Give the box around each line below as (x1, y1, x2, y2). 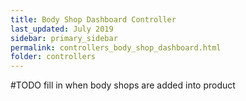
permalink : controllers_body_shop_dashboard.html (10, 42, 222, 53)
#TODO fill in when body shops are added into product (10, 79, 236, 91)
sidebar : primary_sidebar (10, 33, 118, 43)
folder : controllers (10, 52, 97, 62)
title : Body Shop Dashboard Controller (10, 14, 177, 25)
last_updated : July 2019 (10, 24, 114, 34)
